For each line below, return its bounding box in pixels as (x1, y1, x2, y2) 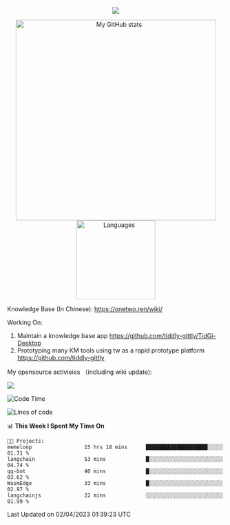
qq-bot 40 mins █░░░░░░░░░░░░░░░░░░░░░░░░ (7, 468, 224, 475)
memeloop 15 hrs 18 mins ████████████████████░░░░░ (7, 444, 224, 450)
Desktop (17, 339, 41, 347)
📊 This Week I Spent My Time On (7, 422, 105, 430)
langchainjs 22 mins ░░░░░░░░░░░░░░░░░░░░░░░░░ (7, 492, 224, 499)
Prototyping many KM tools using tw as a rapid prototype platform (17, 346, 205, 355)
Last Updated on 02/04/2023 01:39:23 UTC (7, 511, 131, 518)
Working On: (7, 318, 43, 326)
